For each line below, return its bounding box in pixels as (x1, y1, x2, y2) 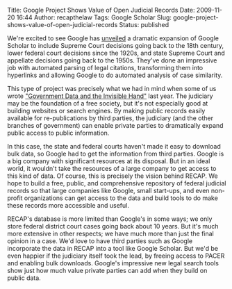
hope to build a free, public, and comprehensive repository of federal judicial (7, 179, 226, 187)
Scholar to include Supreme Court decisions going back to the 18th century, (7, 42, 224, 49)
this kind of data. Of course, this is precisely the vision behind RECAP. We (7, 172, 218, 180)
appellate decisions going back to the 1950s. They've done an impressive (7, 56, 217, 65)
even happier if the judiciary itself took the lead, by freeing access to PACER (7, 251, 225, 260)
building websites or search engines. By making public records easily (7, 107, 206, 115)
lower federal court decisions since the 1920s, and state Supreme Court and (7, 49, 226, 57)
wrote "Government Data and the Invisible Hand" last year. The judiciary (7, 92, 213, 100)
